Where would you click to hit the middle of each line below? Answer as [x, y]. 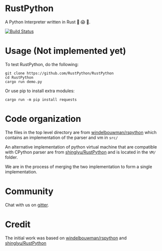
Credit [18, 224]
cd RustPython [19, 77]
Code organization [43, 119]
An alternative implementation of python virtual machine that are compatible [81, 147]
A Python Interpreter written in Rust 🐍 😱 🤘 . [48, 22]
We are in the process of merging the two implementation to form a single [79, 167]
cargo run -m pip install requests [41, 100]
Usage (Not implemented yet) [65, 51]
